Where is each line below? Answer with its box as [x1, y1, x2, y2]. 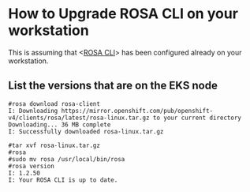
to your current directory [152, 114, 242, 122]
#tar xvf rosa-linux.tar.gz [8, 141, 101, 149]
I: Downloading [8, 107, 58, 115]
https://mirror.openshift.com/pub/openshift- [61, 107, 214, 115]
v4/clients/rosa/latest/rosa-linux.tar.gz [8, 114, 150, 122]
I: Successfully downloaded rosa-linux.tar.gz [8, 127, 164, 135]
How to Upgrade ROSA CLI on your [8, 5, 239, 23]
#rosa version [8, 162, 55, 170]
